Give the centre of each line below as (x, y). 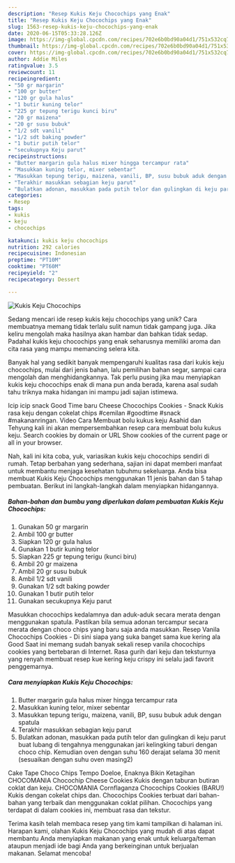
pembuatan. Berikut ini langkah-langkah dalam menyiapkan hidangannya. (113, 485)
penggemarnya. (31, 666)
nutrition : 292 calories (44, 247)
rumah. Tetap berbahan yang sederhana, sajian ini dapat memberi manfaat (115, 463)
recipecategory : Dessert (44, 279)
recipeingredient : (35, 79)
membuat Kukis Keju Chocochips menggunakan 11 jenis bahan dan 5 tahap (115, 478)
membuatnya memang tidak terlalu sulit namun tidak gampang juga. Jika (112, 326)
